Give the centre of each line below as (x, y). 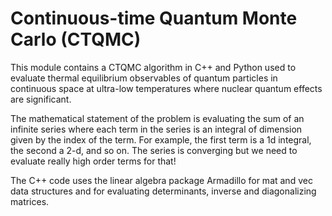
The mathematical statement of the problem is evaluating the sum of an (157, 118)
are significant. (41, 99)
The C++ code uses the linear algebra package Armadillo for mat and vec (161, 180)
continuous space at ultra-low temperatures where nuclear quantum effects (166, 88)
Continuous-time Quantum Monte (154, 18)
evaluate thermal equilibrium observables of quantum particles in (144, 78)
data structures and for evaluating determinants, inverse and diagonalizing (163, 191)
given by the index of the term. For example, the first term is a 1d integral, (161, 139)
